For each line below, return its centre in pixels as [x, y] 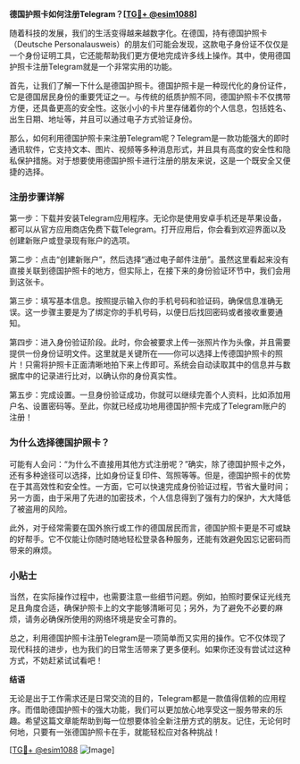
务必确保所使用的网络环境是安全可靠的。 [107, 619]
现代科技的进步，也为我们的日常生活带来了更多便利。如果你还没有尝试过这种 [150, 649]
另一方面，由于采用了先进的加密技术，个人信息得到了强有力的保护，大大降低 [150, 497]
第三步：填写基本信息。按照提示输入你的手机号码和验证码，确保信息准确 [142, 301]
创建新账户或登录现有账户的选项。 [72, 241]
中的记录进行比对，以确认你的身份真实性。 [103, 376]
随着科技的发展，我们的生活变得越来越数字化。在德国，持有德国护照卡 [138, 33]
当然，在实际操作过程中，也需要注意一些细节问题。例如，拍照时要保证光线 [146, 596]
